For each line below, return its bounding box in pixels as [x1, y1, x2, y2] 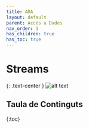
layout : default [6, 14, 47, 20]
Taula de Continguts [6, 99, 83, 109]
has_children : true [6, 31, 55, 37]
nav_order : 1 [6, 25, 39, 32]
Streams [6, 62, 49, 76]
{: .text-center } [6, 82, 45, 89]
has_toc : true [6, 36, 42, 42]
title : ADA [6, 8, 33, 15]
